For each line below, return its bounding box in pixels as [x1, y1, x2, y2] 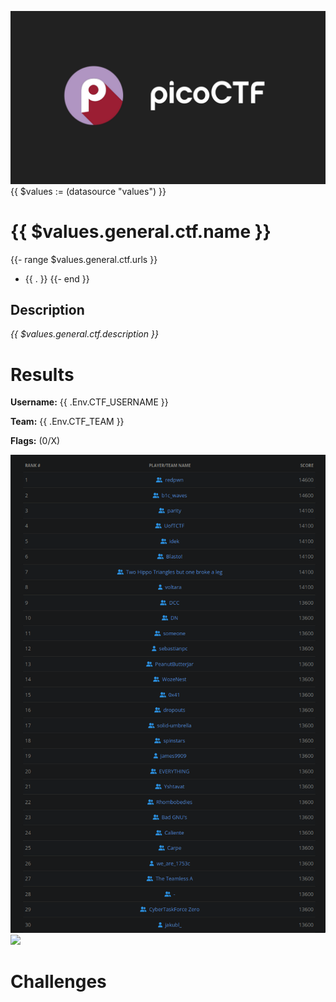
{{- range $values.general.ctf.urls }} [10, 253, 158, 265]
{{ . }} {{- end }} [24, 272, 90, 285]
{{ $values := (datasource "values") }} [10, 185, 167, 197]
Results [10, 363, 75, 386]
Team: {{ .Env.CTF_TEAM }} [10, 416, 125, 428]
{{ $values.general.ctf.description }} [10, 328, 159, 340]
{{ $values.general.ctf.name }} [10, 220, 272, 243]
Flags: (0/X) [10, 435, 61, 447]
